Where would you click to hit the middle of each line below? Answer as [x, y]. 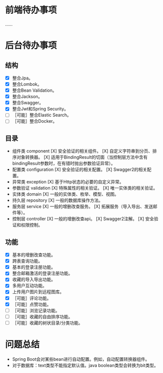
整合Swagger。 [28, 103]
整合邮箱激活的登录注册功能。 [42, 273]
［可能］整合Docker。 [35, 121]
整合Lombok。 [27, 84]
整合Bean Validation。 [34, 90]
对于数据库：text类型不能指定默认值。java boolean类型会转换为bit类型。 [85, 365]
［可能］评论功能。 [32, 298]
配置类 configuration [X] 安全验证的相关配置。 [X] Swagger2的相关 [80, 170]
